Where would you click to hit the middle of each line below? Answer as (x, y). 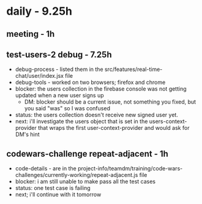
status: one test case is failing (53, 188)
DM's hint (27, 134)
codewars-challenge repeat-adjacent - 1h (87, 153)
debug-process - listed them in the (59, 69)
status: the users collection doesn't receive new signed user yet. (97, 115)
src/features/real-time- (133, 69)
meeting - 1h (31, 34)
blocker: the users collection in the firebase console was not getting (101, 89)
